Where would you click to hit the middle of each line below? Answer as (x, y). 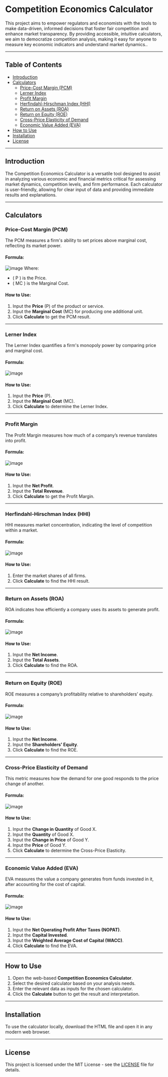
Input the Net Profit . (33, 486)
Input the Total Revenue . (38, 491)
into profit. (16, 440)
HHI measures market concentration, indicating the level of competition (79, 525)
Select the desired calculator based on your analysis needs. (74, 983)
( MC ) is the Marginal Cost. (40, 283)
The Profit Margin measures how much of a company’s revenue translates (81, 435)
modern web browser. (28, 1032)
